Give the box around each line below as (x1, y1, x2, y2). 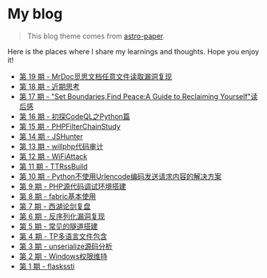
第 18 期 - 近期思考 (18, 81, 81, 91)
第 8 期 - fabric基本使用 (18, 191, 97, 201)
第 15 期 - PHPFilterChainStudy (18, 121, 121, 131)
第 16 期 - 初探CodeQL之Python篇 (18, 111, 130, 121)
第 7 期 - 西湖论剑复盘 (18, 201, 91, 211)
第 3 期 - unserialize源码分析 (18, 241, 113, 251)
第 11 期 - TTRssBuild (18, 161, 89, 171)
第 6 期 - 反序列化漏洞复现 (18, 211, 106, 220)
